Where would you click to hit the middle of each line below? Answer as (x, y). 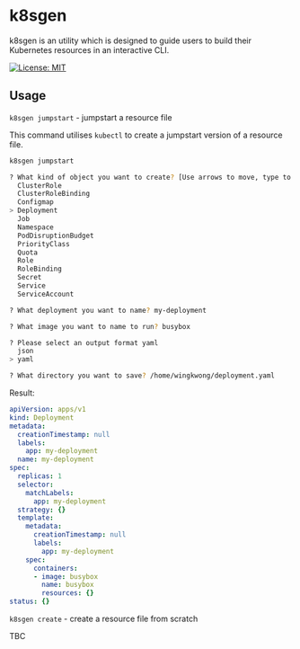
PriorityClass (44, 244)
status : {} (30, 602)
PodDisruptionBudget (56, 236)
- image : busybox (66, 576)
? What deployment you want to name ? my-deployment (108, 310)
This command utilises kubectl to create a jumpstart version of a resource (146, 135)
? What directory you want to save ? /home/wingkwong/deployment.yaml (142, 376)
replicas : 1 (40, 476)
